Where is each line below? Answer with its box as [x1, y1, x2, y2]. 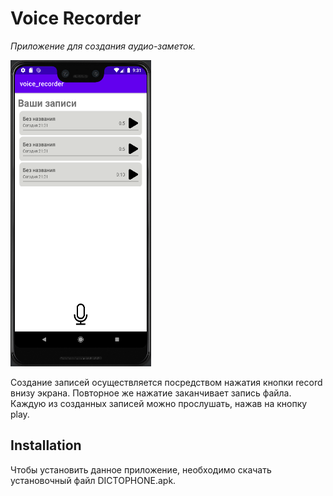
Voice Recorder [10, 7, 142, 30]
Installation [10, 437, 82, 454]
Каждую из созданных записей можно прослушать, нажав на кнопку [10, 397, 308, 409]
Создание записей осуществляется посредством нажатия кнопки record [10, 376, 323, 388]
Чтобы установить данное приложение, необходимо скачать [10, 463, 272, 476]
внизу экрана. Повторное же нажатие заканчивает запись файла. [10, 387, 292, 399]
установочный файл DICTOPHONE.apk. [10, 474, 177, 486]
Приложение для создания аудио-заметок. [10, 40, 197, 52]
